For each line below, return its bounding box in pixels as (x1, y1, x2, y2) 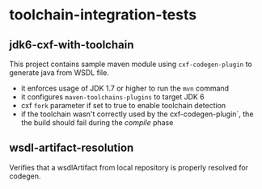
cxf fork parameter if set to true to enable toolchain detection (20, 101, 226, 110)
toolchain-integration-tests (9, 6, 197, 24)
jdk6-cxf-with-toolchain (9, 38, 134, 52)
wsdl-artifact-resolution (9, 141, 134, 155)
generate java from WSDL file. (9, 68, 110, 78)
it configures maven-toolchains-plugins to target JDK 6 (20, 92, 205, 102)
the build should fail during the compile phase (20, 118, 174, 127)
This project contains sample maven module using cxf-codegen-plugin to (9, 59, 253, 69)
